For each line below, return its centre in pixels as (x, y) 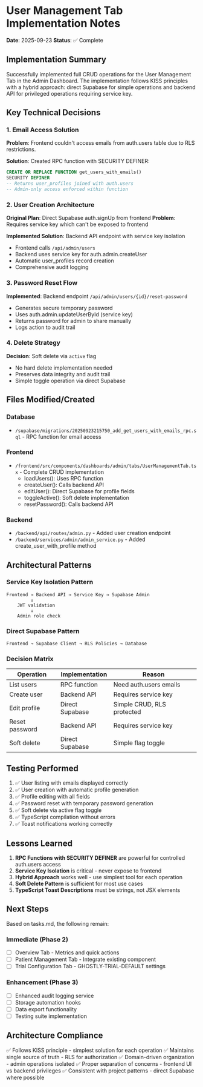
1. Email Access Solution (43, 130)
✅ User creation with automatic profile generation (77, 790)
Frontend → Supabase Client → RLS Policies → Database (77, 644)
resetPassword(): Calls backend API (69, 504)
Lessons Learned (39, 843)
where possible (25, 1077)
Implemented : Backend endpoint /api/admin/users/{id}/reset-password (97, 296)
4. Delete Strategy (33, 343)
